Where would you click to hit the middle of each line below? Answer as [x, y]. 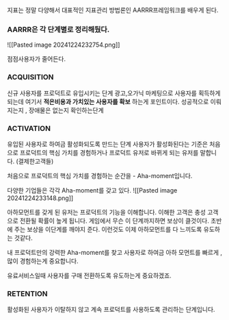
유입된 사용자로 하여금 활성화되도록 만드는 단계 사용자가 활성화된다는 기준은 [108, 144]
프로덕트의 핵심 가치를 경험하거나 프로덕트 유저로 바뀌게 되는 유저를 [109, 152]
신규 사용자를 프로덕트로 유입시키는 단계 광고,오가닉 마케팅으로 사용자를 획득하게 [114, 93]
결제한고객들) [36, 161]
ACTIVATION [29, 128]
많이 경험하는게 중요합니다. [43, 261]
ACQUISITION [30, 77]
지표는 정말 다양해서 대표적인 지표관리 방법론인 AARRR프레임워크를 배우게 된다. [113, 10]
